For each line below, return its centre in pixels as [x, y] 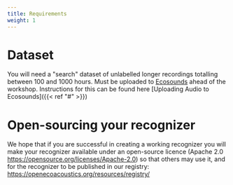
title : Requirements [37, 14]
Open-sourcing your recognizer [101, 125]
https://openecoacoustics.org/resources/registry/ [79, 174]
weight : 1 [22, 20]
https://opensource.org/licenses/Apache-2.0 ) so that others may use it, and [116, 159]
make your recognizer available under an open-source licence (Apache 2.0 [115, 152]
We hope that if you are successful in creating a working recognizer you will [116, 144]
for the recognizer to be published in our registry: [78, 167]
